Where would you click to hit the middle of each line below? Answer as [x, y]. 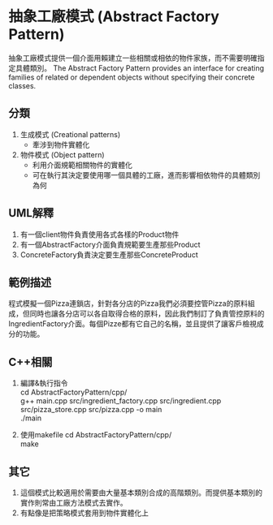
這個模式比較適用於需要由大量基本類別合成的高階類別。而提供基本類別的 [141, 493]
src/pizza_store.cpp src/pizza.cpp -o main [91, 410]
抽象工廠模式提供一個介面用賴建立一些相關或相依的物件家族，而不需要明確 [133, 58]
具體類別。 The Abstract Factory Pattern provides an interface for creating [140, 68]
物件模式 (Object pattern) [62, 154]
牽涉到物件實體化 [61, 144]
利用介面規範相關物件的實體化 [82, 165]
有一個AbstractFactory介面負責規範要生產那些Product [110, 244]
